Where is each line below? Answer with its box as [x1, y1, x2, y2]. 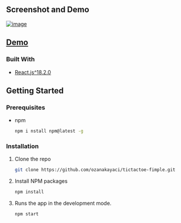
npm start [14, 211, 39, 217]
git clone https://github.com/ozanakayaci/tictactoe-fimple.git [14, 167, 176, 173]
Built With [6, 55, 35, 64]
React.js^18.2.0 [14, 68, 51, 76]
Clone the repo [14, 156, 51, 163]
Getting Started [6, 86, 64, 96]
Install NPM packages [14, 178, 68, 185]
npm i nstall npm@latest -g [14, 128, 83, 135]
